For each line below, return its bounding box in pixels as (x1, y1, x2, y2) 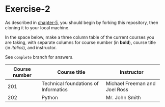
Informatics (41, 86, 68, 93)
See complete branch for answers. (5, 54, 74, 60)
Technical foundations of (41, 80, 99, 86)
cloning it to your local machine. (5, 24, 70, 30)
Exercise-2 (5, 3, 51, 15)
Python (41, 94, 58, 101)
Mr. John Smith (106, 94, 141, 101)
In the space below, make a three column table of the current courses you (5, 34, 155, 40)
